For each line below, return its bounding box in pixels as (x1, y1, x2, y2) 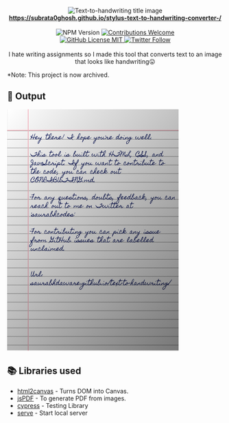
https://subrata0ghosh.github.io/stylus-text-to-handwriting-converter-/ (9, 14, 221, 22)
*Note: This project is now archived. (7, 71, 110, 79)
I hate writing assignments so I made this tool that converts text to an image (8, 50, 222, 58)
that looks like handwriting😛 (75, 58, 156, 65)
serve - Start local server (16, 409, 88, 417)
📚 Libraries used (7, 365, 82, 377)
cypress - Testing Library (16, 401, 88, 409)
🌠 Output (7, 90, 46, 102)
